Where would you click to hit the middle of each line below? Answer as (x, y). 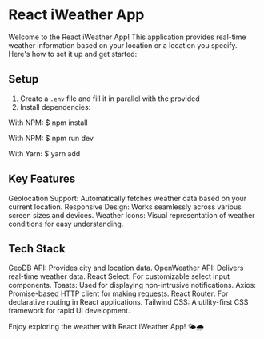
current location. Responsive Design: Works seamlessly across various (125, 207)
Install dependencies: (55, 107)
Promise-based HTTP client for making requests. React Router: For (118, 293)
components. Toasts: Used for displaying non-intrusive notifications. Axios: (132, 285)
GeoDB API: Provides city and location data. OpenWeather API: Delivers (126, 268)
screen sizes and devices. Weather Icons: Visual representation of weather (132, 215)
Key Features (42, 179)
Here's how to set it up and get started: (73, 54)
